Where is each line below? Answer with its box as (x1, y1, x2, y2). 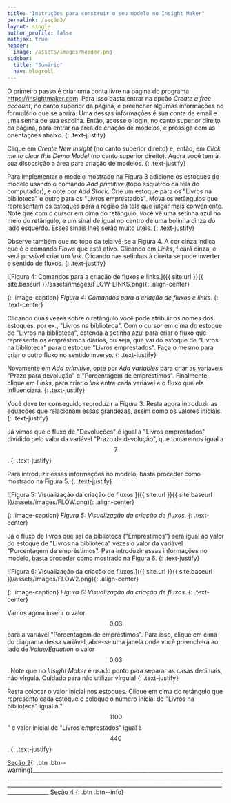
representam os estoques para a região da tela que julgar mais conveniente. (7, 202, 223, 210)
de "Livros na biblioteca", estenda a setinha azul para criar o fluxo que (7, 329, 207, 337)
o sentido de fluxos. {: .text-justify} (7, 259, 106, 267)
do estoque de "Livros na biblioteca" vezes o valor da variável (7, 539, 183, 548)
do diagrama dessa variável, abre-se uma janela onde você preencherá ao (7, 637, 219, 646)
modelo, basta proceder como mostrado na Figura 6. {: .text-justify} (7, 554, 200, 562)
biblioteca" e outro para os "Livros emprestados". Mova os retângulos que (7, 194, 219, 202)
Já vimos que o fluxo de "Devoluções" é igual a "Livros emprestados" (7, 427, 205, 436)
